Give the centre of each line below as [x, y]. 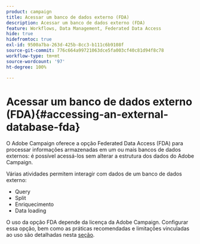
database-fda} [43, 127]
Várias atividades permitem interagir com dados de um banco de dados [94, 174]
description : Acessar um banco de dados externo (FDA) [76, 23]
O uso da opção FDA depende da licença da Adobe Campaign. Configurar [97, 222]
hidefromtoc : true [29, 39]
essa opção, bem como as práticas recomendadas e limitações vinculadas [98, 229]
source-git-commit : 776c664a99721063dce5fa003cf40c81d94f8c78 [85, 51]
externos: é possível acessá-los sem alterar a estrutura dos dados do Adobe [100, 156]
